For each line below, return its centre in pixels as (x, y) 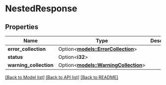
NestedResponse (41, 9)
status (15, 57)
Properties (22, 27)
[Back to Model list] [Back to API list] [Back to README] (62, 77)
